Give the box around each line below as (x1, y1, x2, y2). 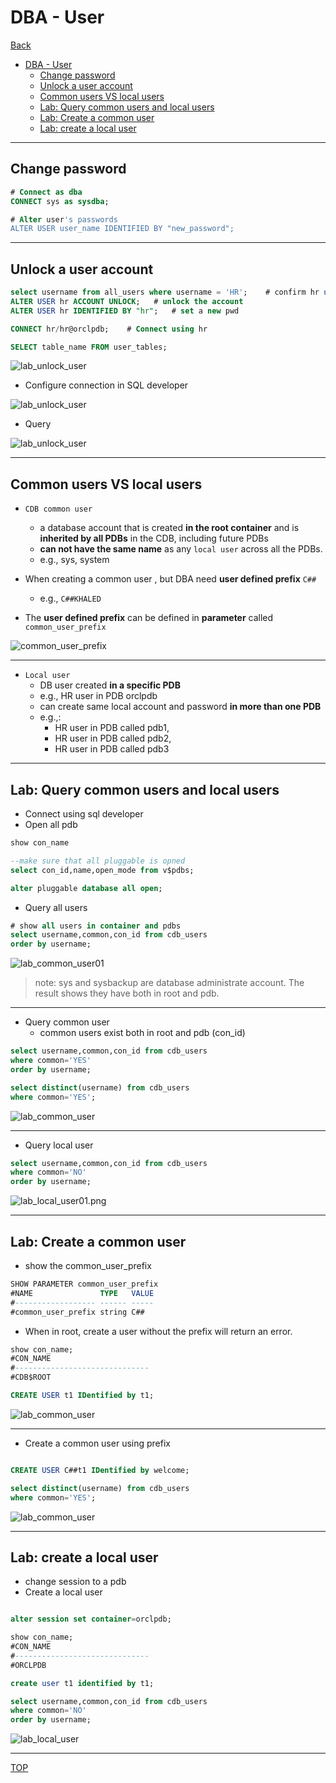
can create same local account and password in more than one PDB (39, 701, 322, 713)
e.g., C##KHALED (39, 592, 102, 605)
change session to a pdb (24, 1576, 127, 1588)
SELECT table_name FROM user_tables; (10, 342, 168, 352)
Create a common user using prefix (24, 1437, 171, 1449)
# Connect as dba (10, 187, 83, 197)
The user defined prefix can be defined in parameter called (24, 612, 274, 624)
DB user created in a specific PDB (39, 679, 181, 691)
